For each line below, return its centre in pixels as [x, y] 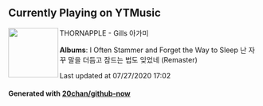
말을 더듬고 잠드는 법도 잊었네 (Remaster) [132, 59]
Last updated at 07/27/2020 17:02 [115, 75]
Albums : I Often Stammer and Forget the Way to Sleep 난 [153, 50]
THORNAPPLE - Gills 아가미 [104, 33]
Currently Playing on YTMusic [84, 13]
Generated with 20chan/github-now [70, 93]
